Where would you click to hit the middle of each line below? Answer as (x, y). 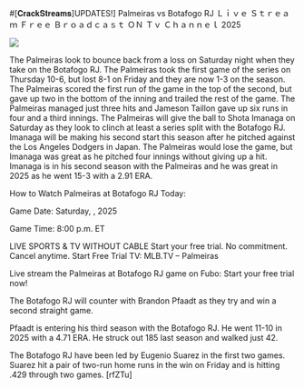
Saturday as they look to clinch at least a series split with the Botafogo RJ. (147, 127)
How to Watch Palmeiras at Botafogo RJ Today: (98, 193)
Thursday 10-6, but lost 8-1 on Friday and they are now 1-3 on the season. (147, 79)
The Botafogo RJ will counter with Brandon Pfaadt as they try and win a (143, 301)
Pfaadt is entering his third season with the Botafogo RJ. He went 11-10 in (146, 328)
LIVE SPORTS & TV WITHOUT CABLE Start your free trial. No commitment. (149, 246)
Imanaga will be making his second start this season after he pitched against (152, 137)
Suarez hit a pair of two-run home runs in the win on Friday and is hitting (145, 365)
